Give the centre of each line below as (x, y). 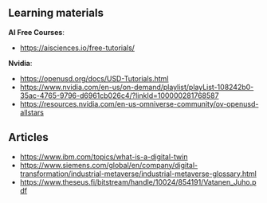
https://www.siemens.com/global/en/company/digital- (109, 165)
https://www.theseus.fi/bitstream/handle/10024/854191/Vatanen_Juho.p (138, 182)
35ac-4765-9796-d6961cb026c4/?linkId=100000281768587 (119, 96)
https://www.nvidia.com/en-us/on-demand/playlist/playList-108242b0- (137, 87)
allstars (31, 112)
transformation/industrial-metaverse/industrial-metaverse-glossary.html (138, 174)
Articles (29, 137)
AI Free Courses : (37, 32)
